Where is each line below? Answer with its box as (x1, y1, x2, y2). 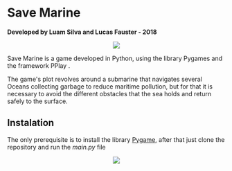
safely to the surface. (7, 97, 68, 105)
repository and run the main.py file (7, 143, 106, 151)
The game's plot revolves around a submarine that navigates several (7, 75, 202, 83)
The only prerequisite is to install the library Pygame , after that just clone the (7, 135, 225, 143)
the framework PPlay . (7, 61, 71, 70)
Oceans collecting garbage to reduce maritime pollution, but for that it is (7, 82, 213, 91)
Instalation (7, 117, 54, 129)
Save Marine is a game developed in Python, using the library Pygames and (7, 54, 223, 62)
